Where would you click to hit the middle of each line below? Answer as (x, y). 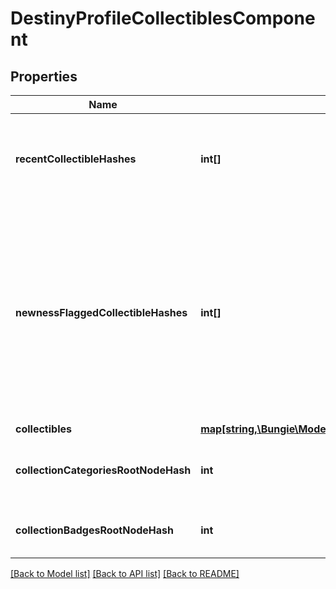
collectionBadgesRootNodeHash (94, 530)
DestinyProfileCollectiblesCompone (163, 18)
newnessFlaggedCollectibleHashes (101, 312)
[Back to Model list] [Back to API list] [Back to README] (125, 573)
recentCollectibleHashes (76, 159)
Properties (44, 76)
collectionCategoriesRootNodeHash (103, 470)
